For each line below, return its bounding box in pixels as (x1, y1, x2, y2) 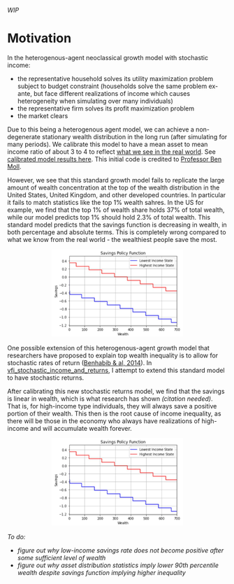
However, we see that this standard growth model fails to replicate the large (7, 176, 225, 184)
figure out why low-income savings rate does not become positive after (17, 546, 224, 555)
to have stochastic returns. (7, 373, 85, 382)
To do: (7, 532, 26, 541)
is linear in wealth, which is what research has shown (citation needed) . (7, 394, 213, 403)
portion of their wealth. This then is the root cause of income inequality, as (7, 409, 221, 418)
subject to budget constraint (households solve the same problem (17, 82, 207, 90)
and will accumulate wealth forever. (30, 424, 133, 432)
